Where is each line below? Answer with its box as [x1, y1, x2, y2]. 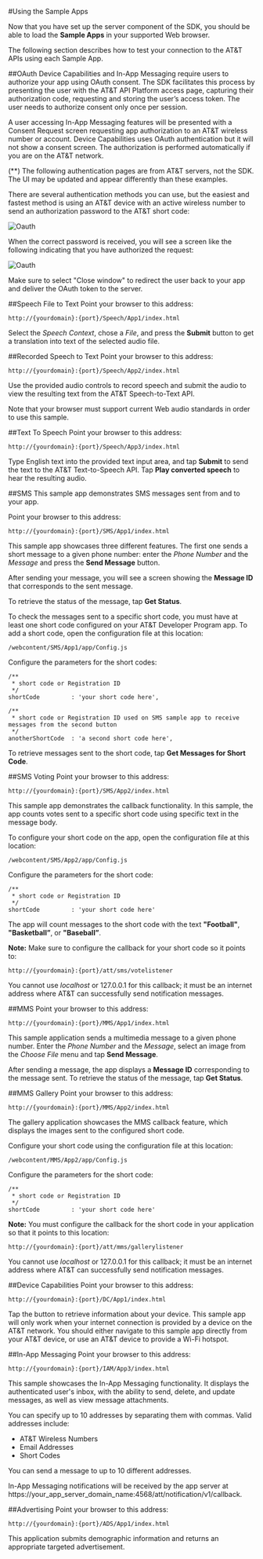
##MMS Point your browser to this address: [8, 1005, 149, 1013]
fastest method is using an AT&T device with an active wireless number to [8, 198, 246, 207]
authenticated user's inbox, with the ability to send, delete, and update [8, 1387, 236, 1396]
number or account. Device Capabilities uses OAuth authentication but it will [8, 134, 254, 144]
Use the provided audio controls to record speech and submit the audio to [8, 381, 247, 390]
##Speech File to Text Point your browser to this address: [8, 299, 194, 309]
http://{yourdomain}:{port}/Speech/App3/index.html [8, 443, 180, 451]
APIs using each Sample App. [8, 54, 103, 63]
